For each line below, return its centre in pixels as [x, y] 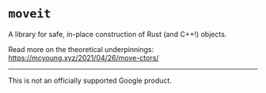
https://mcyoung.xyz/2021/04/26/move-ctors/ [84, 58]
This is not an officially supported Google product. [90, 80]
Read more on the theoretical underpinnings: [81, 49]
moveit [30, 14]
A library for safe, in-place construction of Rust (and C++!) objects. [118, 34]
